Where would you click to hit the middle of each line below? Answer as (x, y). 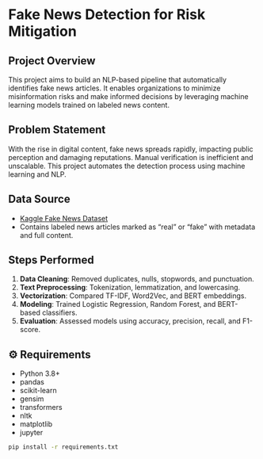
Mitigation (42, 31)
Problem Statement (57, 130)
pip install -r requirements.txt (63, 447)
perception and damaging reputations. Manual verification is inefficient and (131, 157)
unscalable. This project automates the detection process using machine (127, 166)
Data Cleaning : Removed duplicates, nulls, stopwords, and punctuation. (137, 279)
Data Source (39, 199)
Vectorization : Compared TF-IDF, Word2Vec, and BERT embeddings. (133, 296)
